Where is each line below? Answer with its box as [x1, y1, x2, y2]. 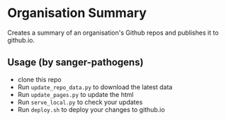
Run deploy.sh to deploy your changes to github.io [17, 105, 165, 114]
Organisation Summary [7, 5, 147, 21]
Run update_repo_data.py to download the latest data [17, 83, 173, 91]
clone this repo [17, 75, 62, 83]
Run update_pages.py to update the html [17, 90, 134, 98]
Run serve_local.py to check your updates [17, 98, 143, 106]
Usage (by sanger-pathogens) [7, 57, 144, 69]
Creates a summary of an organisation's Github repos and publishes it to [7, 28, 219, 37]
